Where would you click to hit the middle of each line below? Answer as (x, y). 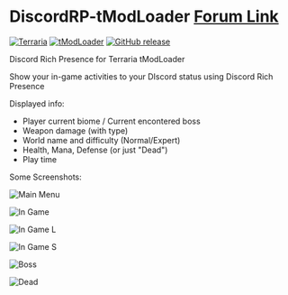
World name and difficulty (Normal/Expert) (101, 140)
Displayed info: (37, 103)
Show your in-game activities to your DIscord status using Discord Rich (141, 76)
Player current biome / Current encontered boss (111, 121)
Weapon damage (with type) (75, 130)
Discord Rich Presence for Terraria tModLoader (97, 59)
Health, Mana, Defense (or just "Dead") (95, 150)
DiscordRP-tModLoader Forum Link (144, 17)
